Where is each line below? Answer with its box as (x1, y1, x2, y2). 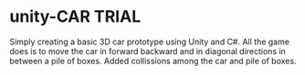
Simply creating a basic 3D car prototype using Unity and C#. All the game (9, 36, 290, 47)
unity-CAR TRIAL (9, 6, 142, 27)
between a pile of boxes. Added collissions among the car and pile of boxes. (9, 55, 297, 66)
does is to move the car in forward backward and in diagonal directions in (9, 45, 286, 56)
